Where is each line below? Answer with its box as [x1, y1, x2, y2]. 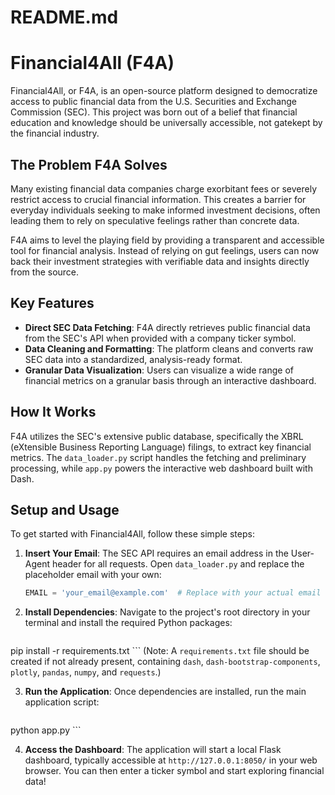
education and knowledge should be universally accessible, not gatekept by [10, 117, 323, 129]
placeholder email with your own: [24, 569, 162, 581]
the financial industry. [10, 127, 100, 140]
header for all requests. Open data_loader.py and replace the [51, 558, 305, 570]
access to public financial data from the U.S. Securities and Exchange [10, 96, 298, 108]
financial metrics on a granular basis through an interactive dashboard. [24, 374, 317, 386]
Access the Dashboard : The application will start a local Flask [24, 744, 282, 756]
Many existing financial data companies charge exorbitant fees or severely [10, 182, 317, 195]
